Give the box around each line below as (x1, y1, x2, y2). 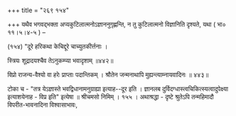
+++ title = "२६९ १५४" (7, 6, 70, 14)
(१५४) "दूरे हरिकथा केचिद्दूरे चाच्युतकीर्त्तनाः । (7, 42, 108, 50)
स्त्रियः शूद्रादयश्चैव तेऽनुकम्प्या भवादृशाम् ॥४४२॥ (7, 57, 114, 64)
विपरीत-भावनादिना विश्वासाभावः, (7, 100, 78, 109)
